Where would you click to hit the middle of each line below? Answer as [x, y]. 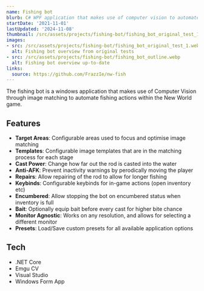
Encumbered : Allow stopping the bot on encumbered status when [98, 196]
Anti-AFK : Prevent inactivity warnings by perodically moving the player [104, 170]
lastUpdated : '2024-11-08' [40, 29]
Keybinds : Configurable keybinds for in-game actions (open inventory [103, 183]
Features [23, 123]
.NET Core [28, 262]
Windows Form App [40, 281]
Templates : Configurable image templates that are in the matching [98, 151]
